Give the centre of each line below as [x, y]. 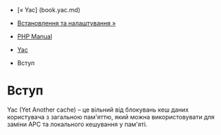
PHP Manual [35, 36]
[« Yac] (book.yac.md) [49, 10]
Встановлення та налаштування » [66, 23]
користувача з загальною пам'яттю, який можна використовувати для [111, 116]
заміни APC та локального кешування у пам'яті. [77, 124]
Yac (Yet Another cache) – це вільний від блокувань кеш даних [98, 110]
